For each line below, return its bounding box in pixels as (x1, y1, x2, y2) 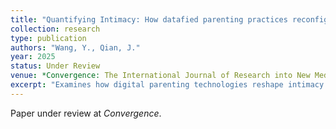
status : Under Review (10, 61, 101, 71)
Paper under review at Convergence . (10, 107, 162, 119)
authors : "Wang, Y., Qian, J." (10, 42, 141, 53)
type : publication (10, 33, 87, 43)
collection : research (10, 24, 101, 34)
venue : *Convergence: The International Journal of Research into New (10, 71, 311, 81)
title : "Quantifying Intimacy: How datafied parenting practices (10, 14, 288, 25)
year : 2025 (10, 52, 56, 62)
